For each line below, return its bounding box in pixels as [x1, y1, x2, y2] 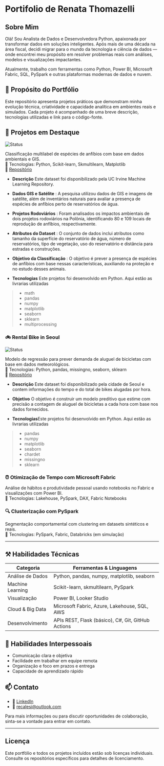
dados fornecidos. [12, 406, 49, 412]
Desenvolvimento [7, 620, 48, 627]
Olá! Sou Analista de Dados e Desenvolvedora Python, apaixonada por [5, 36, 146, 42]
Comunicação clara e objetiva [12, 652, 72, 659]
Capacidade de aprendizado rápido [12, 668, 84, 674]
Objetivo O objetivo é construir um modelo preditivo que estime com [12, 395, 150, 402]
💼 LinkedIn [12, 698, 34, 704]
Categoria [16, 564, 40, 571]
